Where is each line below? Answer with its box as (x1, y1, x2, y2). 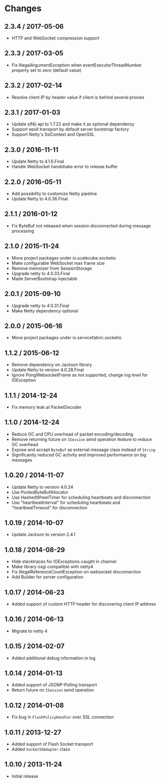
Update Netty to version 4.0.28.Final (11, 367, 84, 373)
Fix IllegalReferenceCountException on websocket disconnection (11, 569, 141, 575)
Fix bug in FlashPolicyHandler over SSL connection (11, 714, 114, 720)
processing (11, 228, 34, 234)
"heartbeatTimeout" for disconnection (11, 505, 88, 510)
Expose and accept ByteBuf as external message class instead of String (11, 447, 156, 452)
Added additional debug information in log (11, 655, 96, 661)
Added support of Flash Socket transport (11, 741, 93, 747)
